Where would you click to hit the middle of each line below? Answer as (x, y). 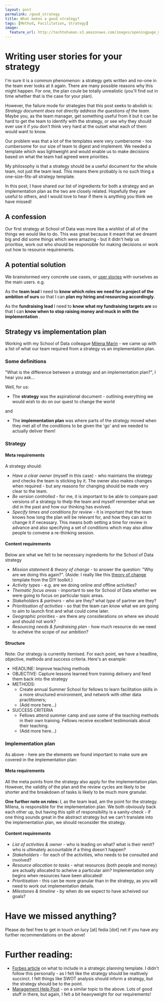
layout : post (18, 10)
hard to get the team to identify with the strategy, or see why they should (78, 121)
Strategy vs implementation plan (56, 331)
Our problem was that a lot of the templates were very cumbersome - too (79, 141)
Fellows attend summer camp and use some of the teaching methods (89, 715)
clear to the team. (30, 491)
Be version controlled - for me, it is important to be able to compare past (85, 496)
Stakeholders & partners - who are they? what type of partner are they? (84, 601)
